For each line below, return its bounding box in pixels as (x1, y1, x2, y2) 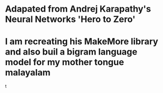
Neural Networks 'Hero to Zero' (5, 14, 136, 25)
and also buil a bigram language (5, 46, 137, 57)
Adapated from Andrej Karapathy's (5, 3, 151, 15)
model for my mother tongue (5, 57, 124, 68)
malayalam (5, 67, 51, 78)
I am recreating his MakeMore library (5, 36, 159, 47)
